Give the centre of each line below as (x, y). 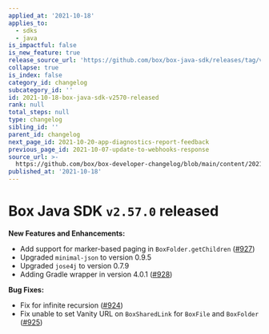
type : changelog (35, 120)
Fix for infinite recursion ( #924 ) (72, 305)
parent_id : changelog (44, 134)
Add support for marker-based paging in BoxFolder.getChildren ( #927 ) (137, 249)
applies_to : (28, 23)
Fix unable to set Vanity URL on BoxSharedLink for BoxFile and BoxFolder (139, 313)
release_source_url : (43, 61)
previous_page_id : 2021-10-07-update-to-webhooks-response (109, 149)
